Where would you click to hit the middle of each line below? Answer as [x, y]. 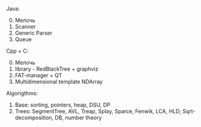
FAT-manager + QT [38, 75]
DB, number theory [78, 117]
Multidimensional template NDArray [59, 81]
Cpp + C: [17, 51]
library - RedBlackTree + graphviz [56, 69]
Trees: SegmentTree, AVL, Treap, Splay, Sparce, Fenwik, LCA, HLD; [98, 111]
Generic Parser [34, 33]
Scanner [25, 27]
